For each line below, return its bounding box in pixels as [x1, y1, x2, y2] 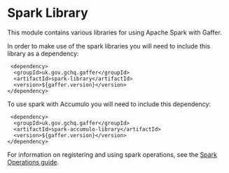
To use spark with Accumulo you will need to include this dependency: [7, 100, 211, 108]
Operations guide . [7, 158, 60, 166]
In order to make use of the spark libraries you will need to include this [7, 41, 211, 50]
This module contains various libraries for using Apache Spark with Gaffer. [7, 28, 222, 37]
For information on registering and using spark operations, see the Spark [7, 150, 217, 159]
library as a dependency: [7, 49, 79, 58]
